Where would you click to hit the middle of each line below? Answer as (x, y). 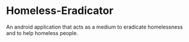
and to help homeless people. (42, 33)
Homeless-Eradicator (60, 11)
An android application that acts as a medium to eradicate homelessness (94, 27)
